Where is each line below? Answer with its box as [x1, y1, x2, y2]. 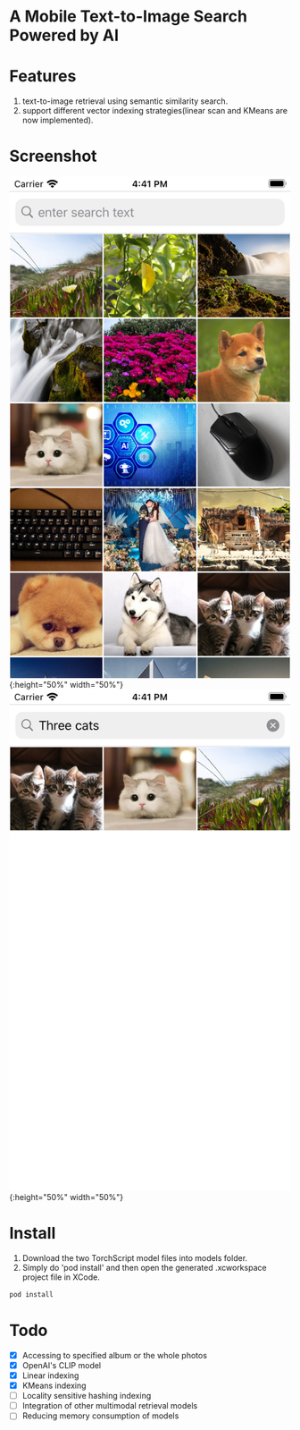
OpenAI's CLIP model [21, 1359, 101, 1370]
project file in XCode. [21, 1272, 100, 1282]
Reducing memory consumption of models [21, 1410, 179, 1421]
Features [9, 66, 77, 87]
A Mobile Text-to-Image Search [9, 6, 248, 27]
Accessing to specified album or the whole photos [21, 1350, 208, 1360]
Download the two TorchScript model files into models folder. [21, 1253, 248, 1264]
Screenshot [9, 146, 97, 166]
